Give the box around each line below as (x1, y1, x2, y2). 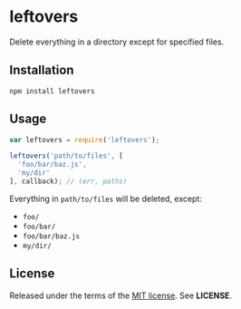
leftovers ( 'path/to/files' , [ (9, 151, 124, 160)
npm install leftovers (9, 86, 95, 96)
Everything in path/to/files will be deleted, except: (9, 193, 202, 204)
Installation (9, 63, 74, 78)
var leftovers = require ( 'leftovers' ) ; (9, 135, 160, 144)
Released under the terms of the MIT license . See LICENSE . (9, 290, 233, 301)
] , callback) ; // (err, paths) (9, 177, 128, 187)
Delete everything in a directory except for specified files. (9, 36, 225, 47)
